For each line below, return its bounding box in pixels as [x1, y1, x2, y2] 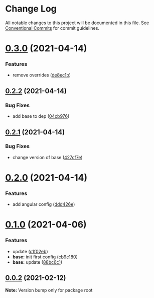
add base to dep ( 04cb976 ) [12, 113, 70, 119]
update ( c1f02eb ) [12, 248, 49, 254]
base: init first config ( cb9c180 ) [12, 254, 78, 260]
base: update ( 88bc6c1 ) [12, 259, 63, 265]
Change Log [5, 3, 57, 15]
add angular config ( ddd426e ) [12, 201, 75, 207]
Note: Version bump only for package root [5, 287, 93, 293]
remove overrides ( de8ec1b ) [12, 72, 71, 78]
